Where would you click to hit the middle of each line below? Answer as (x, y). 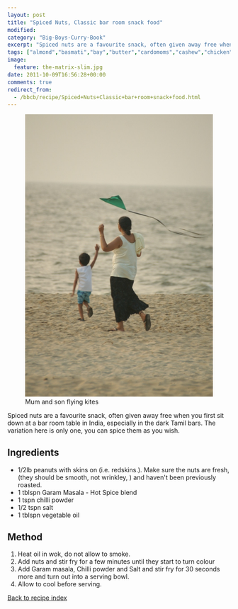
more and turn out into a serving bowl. (73, 576)
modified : (22, 30)
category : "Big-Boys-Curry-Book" (57, 38)
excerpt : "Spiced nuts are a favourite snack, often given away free (112, 45)
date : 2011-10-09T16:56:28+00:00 (57, 74)
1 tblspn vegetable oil (49, 515)
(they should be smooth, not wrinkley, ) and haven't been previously (117, 477)
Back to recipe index (37, 598)
